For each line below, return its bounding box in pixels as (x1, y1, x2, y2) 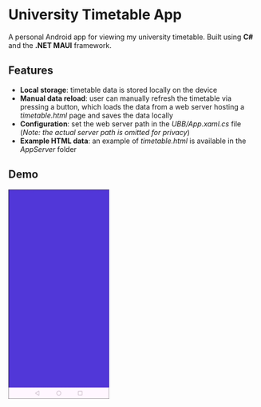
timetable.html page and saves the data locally (19, 110, 174, 120)
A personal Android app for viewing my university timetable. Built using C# (8, 32, 254, 42)
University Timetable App (8, 6, 182, 24)
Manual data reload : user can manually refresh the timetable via (19, 94, 232, 103)
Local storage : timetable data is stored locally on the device (19, 85, 218, 94)
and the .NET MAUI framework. (8, 40, 112, 50)
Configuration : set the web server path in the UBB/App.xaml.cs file (19, 118, 242, 129)
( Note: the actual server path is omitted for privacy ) (19, 127, 190, 137)
